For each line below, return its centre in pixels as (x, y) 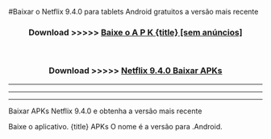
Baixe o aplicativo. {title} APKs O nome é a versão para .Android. (116, 126)
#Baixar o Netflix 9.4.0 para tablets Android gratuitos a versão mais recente (133, 12)
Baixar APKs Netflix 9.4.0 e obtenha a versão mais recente (105, 111)
